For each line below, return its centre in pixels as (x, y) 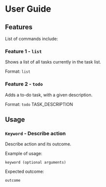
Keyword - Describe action (35, 133)
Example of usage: (24, 154)
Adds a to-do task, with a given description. (49, 95)
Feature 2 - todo (24, 84)
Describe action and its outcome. (38, 144)
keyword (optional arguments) (36, 163)
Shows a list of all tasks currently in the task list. (53, 62)
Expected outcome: (25, 171)
